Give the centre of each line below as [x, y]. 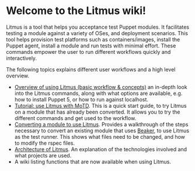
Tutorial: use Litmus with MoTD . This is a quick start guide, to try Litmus [100, 105]
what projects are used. [43, 155]
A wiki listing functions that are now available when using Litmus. [93, 162]
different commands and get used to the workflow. [75, 118]
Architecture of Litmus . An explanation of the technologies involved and [101, 149]
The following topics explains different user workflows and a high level [91, 69]
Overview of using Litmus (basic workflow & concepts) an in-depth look [101, 87]
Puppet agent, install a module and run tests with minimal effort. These [91, 46]
